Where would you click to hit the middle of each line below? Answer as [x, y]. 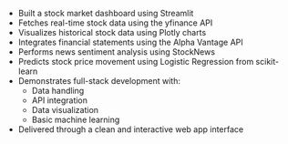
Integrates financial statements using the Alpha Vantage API [130, 42]
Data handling [58, 91]
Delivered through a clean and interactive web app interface [131, 129]
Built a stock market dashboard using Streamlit [106, 13]
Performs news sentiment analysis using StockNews [117, 52]
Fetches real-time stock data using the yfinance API [115, 23]
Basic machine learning [76, 119]
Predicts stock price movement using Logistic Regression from [136, 62]
